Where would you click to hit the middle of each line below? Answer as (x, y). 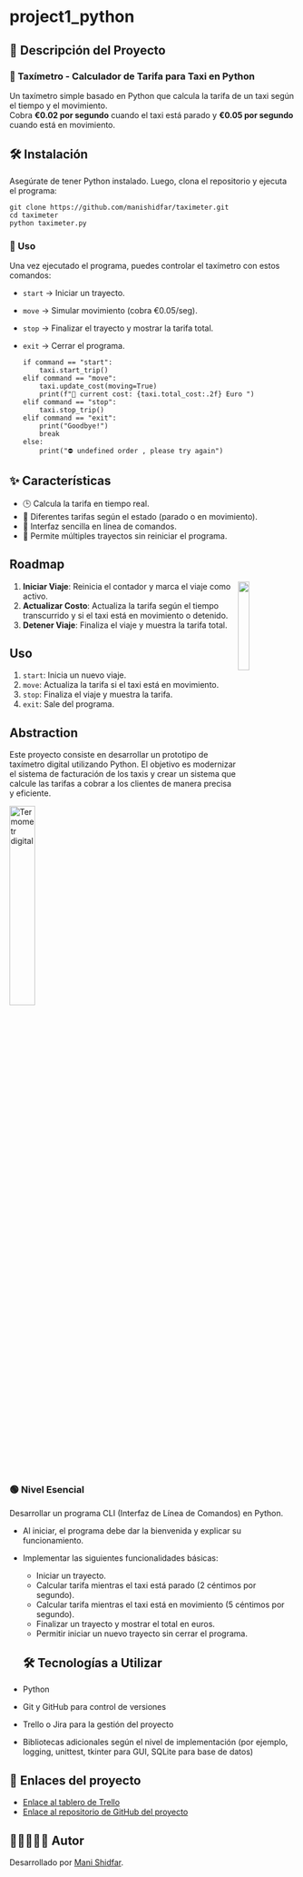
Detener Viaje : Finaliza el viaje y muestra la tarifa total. (125, 625)
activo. (35, 596)
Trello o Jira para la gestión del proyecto (98, 1724)
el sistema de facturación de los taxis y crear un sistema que (123, 774)
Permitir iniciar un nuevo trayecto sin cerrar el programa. (142, 1634)
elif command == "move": (69, 378)
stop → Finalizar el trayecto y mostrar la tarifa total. (118, 328)
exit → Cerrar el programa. (73, 345)
